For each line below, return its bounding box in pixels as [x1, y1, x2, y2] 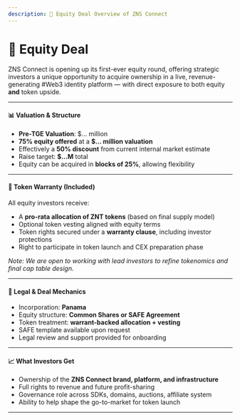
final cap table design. [8, 264, 74, 272]
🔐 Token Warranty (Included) [8, 183, 95, 191]
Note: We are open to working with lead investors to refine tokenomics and [8, 256, 229, 265]
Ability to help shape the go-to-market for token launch [18, 398, 181, 406]
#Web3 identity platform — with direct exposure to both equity [41, 80, 225, 88]
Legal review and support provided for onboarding [18, 333, 167, 342]
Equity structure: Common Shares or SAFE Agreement [18, 311, 180, 319]
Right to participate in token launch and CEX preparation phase [18, 242, 204, 251]
